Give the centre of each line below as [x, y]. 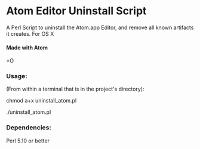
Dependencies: [29, 128]
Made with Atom [27, 47]
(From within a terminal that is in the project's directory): [75, 89]
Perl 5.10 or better [28, 141]
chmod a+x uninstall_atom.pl [41, 101]
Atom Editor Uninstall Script [76, 11]
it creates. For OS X [30, 33]
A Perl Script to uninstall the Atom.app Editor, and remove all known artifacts [100, 27]
